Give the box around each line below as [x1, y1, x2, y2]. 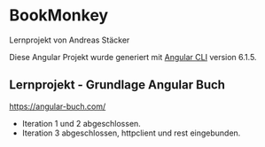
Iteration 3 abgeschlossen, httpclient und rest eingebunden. [21, 128, 241, 138]
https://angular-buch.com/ [9, 101, 106, 112]
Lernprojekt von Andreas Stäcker [9, 35, 130, 45]
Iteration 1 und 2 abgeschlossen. [21, 118, 142, 128]
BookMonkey [9, 5, 109, 26]
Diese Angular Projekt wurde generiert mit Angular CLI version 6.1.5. [9, 51, 257, 62]
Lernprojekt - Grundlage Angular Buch [9, 77, 226, 93]
